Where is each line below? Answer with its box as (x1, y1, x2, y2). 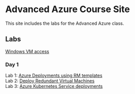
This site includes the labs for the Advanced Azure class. (5, 20, 124, 26)
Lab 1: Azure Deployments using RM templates (5, 72, 103, 79)
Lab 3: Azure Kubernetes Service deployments (5, 83, 103, 89)
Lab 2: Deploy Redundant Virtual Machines (5, 78, 95, 84)
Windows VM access (5, 48, 49, 54)
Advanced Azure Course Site (5, 4, 130, 15)
